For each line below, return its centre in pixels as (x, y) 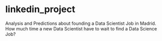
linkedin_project (40, 9)
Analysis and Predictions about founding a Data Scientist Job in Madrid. (81, 23)
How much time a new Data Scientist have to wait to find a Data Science (81, 28)
